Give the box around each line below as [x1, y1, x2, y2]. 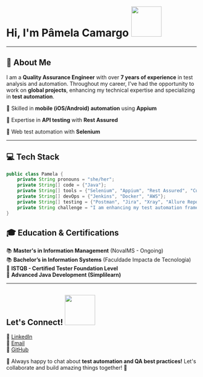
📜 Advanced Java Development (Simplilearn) [6, 271, 121, 279]
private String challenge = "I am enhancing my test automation [17, 204, 182, 211]
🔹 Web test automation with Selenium [6, 127, 101, 135]
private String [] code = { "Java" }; [17, 182, 107, 188]
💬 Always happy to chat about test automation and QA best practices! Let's [6, 358, 196, 365]
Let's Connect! [6, 317, 63, 327]
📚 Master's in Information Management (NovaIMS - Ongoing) [6, 247, 164, 254]
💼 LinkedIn [6, 333, 33, 341]
